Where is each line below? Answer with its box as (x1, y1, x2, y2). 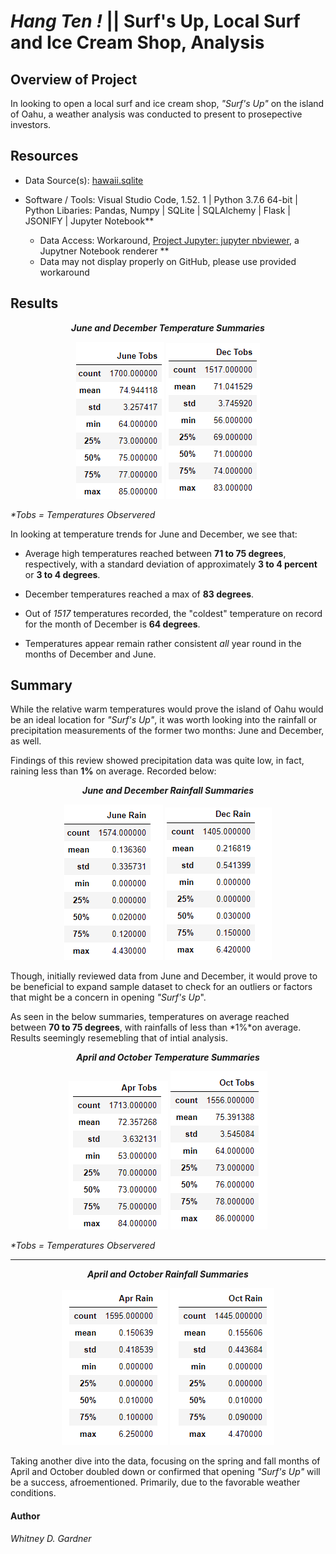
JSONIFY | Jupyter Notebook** (24, 215, 155, 227)
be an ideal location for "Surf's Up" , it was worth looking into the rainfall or (10, 714, 318, 726)
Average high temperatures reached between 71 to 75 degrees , (24, 547, 287, 559)
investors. (10, 119, 52, 130)
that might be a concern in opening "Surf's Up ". (10, 991, 207, 1004)
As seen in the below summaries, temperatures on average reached (10, 1011, 290, 1023)
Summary (10, 677, 73, 694)
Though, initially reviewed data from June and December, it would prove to (10, 970, 318, 982)
